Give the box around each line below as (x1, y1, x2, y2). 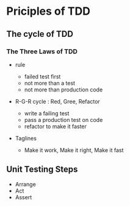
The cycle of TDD (6, 29, 73, 39)
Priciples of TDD (6, 4, 90, 18)
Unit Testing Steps (6, 164, 78, 175)
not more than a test (24, 79, 75, 86)
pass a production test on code (24, 116, 103, 123)
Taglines (15, 134, 37, 142)
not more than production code (24, 86, 103, 93)
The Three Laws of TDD (6, 47, 78, 56)
